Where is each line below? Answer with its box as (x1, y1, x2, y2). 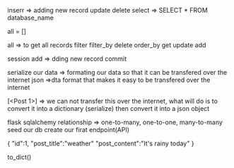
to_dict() (7, 153, 32, 161)
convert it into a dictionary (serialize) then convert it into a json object (7, 104, 210, 112)
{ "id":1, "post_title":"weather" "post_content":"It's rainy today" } (7, 139, 194, 148)
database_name (7, 13, 54, 22)
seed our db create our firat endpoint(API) (7, 126, 129, 133)
